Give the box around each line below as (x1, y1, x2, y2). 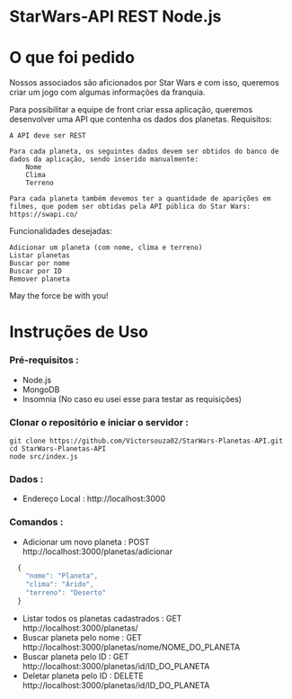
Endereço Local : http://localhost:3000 (22, 493, 166, 505)
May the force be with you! (9, 291, 109, 301)
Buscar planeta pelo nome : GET (22, 632, 142, 642)
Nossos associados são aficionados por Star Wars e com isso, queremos (9, 77, 280, 88)
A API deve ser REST (9, 131, 87, 140)
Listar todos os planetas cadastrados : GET (22, 613, 182, 623)
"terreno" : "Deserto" (25, 588, 106, 597)
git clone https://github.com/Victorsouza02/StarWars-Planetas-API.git (9, 436, 283, 445)
